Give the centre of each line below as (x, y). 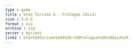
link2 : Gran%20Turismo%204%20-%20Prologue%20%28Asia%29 (67, 38)
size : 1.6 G (19, 19)
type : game (18, 10)
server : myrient (24, 33)
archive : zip (20, 28)
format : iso (19, 24)
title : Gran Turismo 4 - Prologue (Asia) (51, 14)
